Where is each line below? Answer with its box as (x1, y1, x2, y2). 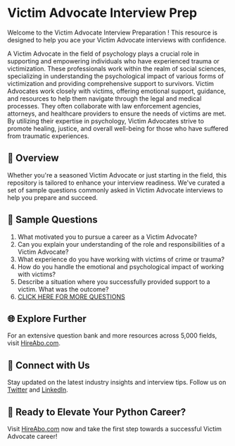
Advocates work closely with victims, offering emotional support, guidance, (7, 87, 227, 95)
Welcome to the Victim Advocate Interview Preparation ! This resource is (7, 28, 218, 37)
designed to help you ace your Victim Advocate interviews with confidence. (7, 35, 227, 44)
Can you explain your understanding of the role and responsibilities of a (17, 240, 225, 248)
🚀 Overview (7, 152, 59, 164)
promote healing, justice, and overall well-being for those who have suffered (7, 124, 229, 132)
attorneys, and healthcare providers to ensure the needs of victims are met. (7, 109, 227, 118)
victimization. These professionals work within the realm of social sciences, (7, 64, 227, 73)
